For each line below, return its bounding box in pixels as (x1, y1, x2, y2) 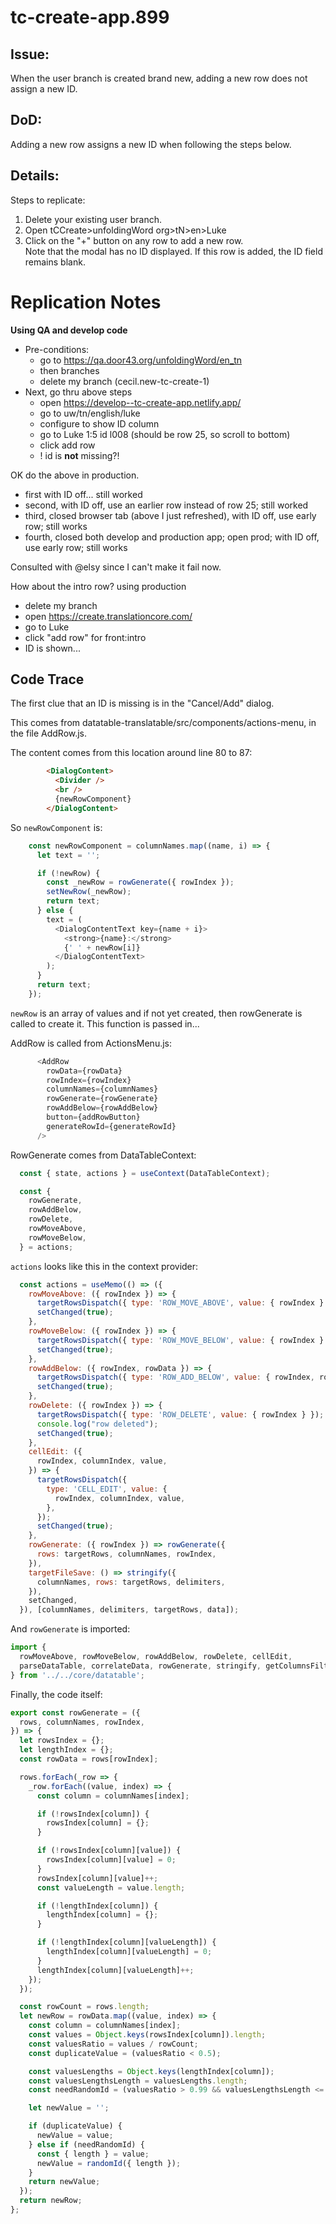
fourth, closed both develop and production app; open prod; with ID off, (24, 531, 320, 543)
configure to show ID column (39, 417, 160, 430)
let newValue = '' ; (28, 2103, 110, 2113)
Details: (10, 167, 60, 185)
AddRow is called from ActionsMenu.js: (10, 1037, 173, 1049)
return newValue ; (28, 2177, 101, 2187)
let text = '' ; (36, 850, 101, 860)
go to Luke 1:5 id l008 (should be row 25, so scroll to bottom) (39, 428, 291, 440)
